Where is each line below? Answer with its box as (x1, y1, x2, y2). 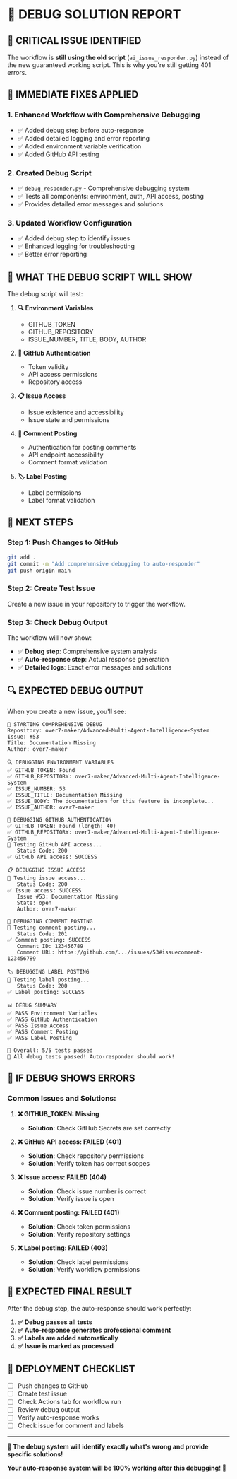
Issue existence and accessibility (28, 408, 125, 416)
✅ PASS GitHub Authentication (7, 1016, 97, 1023)
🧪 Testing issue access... (7, 875, 87, 882)
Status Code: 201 (16, 930, 68, 937)
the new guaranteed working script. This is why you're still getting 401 (7, 61, 212, 69)
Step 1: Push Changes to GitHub (7, 537, 119, 547)
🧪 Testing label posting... (7, 976, 90, 983)
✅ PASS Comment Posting (7, 1028, 79, 1035)
